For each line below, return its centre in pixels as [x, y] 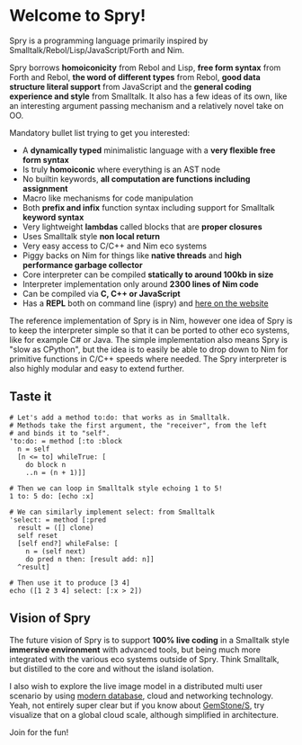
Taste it [31, 397]
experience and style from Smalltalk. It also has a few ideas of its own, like [148, 96]
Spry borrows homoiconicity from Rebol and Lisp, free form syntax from [145, 67]
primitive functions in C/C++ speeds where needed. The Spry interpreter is [148, 359]
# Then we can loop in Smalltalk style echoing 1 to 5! [116, 488]
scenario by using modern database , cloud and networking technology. [142, 696]
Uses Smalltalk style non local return [91, 236]
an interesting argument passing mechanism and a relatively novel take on [147, 105]
